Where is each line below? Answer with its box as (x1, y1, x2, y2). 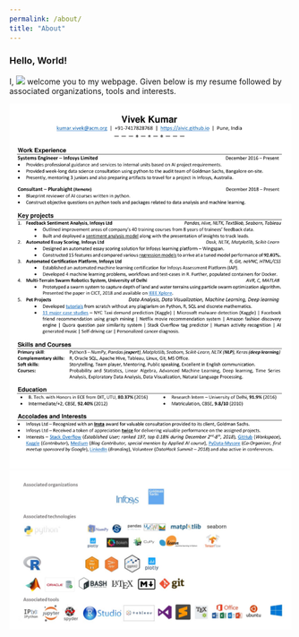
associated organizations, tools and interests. (9, 85, 176, 96)
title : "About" (9, 23, 66, 33)
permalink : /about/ (9, 14, 82, 23)
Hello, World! (9, 55, 68, 67)
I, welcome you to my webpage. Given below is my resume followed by (9, 76, 282, 87)
